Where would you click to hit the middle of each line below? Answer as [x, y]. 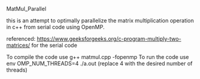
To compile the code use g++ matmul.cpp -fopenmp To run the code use [98, 57]
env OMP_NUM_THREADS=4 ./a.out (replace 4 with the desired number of [99, 64]
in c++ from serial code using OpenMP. [56, 27]
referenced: [21, 39]
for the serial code [54, 45]
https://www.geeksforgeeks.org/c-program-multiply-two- [109, 39]
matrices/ [18, 45]
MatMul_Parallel [26, 9]
